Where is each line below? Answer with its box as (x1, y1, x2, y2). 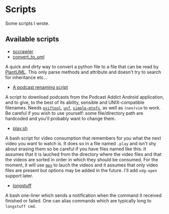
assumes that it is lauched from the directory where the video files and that (5, 151, 162, 157)
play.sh (12, 125, 28, 131)
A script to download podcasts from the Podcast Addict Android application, (5, 94, 164, 100)
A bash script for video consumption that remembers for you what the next (5, 135, 161, 141)
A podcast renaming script (12, 84, 68, 90)
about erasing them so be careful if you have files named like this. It (5, 146, 147, 152)
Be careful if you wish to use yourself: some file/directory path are (5, 110, 143, 116)
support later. (5, 173, 33, 179)
